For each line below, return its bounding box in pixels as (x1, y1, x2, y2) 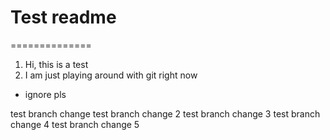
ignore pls (24, 88, 67, 100)
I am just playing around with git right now (24, 69, 198, 81)
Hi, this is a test (24, 58, 89, 70)
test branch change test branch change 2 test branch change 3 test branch (10, 107, 321, 120)
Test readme (10, 6, 117, 29)
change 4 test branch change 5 (10, 118, 140, 130)
